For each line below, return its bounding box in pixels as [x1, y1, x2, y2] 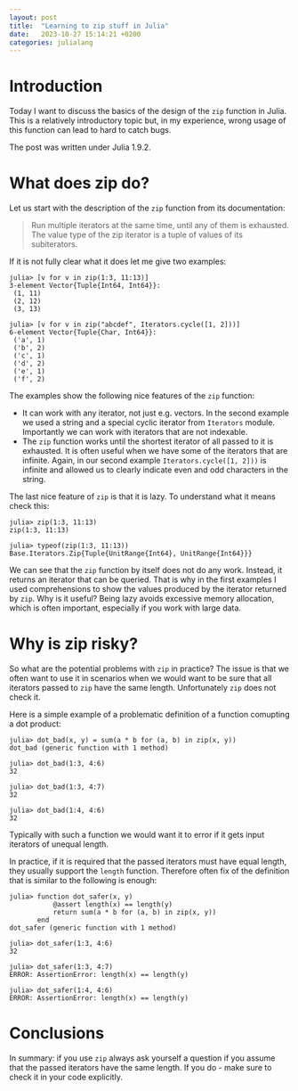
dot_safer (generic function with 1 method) [9, 923, 177, 932]
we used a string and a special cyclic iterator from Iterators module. [21, 417, 276, 428]
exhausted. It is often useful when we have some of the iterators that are [21, 446, 288, 456]
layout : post [9, 12, 58, 22]
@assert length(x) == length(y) [52, 900, 173, 909]
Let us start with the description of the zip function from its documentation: [9, 202, 286, 214]
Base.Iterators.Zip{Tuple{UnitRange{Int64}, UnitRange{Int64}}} [9, 549, 253, 558]
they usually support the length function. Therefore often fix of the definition [9, 865, 290, 876]
